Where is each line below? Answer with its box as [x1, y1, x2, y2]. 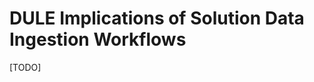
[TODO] [9, 61, 42, 73]
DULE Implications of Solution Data [9, 7, 305, 30]
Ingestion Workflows [9, 28, 187, 51]
